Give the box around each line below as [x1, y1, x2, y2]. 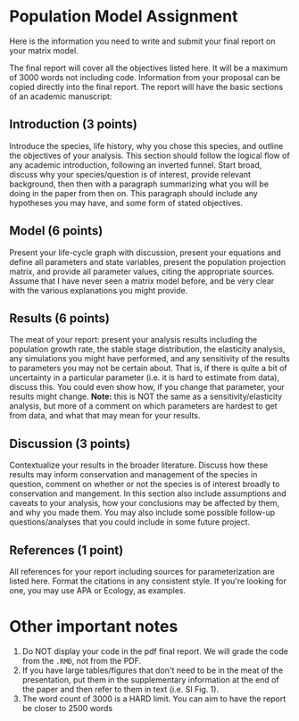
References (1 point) [9, 543, 124, 558]
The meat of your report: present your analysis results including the [9, 335, 257, 345]
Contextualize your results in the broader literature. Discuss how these [9, 460, 269, 470]
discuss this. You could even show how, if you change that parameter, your [9, 382, 286, 393]
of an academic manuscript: [9, 91, 112, 102]
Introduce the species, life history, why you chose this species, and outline [9, 140, 284, 151]
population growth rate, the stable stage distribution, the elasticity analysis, [9, 344, 286, 354]
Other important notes [9, 617, 179, 637]
